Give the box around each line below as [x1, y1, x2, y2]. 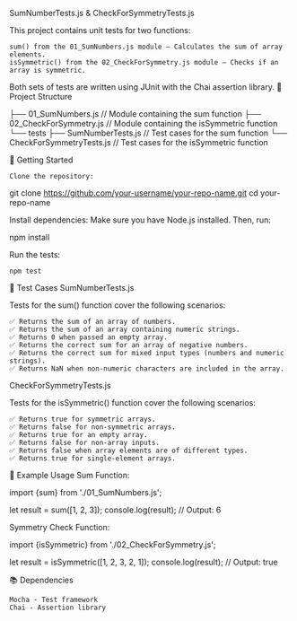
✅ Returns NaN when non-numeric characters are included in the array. [9, 364, 284, 373]
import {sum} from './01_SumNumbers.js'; [9, 487, 162, 497]
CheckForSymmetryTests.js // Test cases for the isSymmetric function [9, 137, 269, 147]
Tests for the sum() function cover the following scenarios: [9, 300, 226, 310]
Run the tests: [9, 249, 61, 259]
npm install [9, 232, 50, 242]
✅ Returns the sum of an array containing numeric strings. [9, 325, 240, 334]
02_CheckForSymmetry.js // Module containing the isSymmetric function [9, 118, 278, 128]
